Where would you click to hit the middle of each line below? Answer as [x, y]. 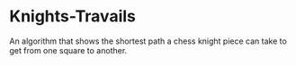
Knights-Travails [73, 16]
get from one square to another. [68, 50]
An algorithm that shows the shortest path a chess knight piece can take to [148, 41]
